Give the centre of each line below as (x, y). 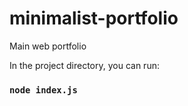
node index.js (43, 90)
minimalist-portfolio (94, 18)
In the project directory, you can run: (84, 65)
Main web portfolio (48, 46)
